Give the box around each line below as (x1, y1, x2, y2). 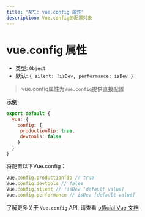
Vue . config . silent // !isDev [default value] (6, 186, 124, 192)
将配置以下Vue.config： (6, 162, 66, 170)
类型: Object (15, 65, 46, 72)
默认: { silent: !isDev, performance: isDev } (15, 72, 133, 80)
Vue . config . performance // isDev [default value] (6, 192, 136, 199)
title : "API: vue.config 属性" (6, 9, 84, 15)
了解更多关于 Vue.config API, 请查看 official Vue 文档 (6, 203, 139, 211)
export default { (6, 111, 51, 117)
